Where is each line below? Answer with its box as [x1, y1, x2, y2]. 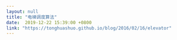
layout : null [6, 8, 39, 15]
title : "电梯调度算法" [6, 14, 57, 20]
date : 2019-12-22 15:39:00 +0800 [6, 19, 92, 25]
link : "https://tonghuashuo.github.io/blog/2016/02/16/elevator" [6, 25, 172, 31]
